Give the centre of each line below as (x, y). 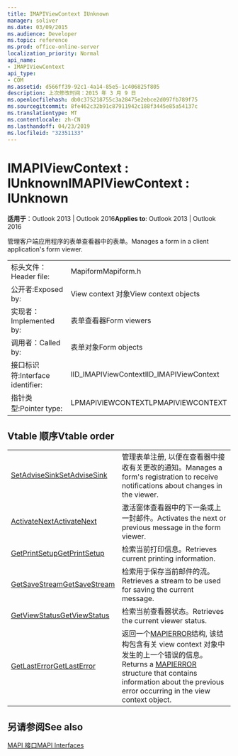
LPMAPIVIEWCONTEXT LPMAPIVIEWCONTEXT (149, 403)
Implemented (33, 321)
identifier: (27, 385)
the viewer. (140, 495)
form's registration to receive (170, 477)
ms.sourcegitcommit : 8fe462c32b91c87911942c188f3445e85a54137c (103, 107)
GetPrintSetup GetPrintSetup (58, 553)
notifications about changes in (172, 486)
